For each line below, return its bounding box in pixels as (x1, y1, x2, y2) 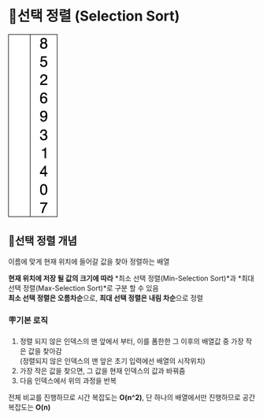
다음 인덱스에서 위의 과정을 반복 (19, 376, 117, 386)
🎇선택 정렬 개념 (8, 234, 77, 248)
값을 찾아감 (28, 347, 62, 356)
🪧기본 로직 (8, 314, 49, 325)
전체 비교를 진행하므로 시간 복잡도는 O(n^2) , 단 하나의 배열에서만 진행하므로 (8, 393, 241, 402)
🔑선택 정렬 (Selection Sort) (8, 7, 180, 25)
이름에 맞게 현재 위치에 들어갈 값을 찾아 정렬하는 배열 (8, 257, 170, 266)
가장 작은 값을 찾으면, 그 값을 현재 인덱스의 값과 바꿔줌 (19, 366, 186, 376)
